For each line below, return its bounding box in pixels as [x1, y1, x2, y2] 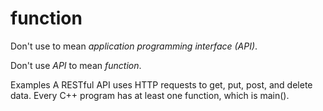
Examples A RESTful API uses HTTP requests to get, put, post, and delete [10, 78, 313, 91]
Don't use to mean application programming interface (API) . [10, 40, 258, 52]
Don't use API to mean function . [10, 59, 142, 71]
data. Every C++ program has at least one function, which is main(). [10, 89, 290, 101]
